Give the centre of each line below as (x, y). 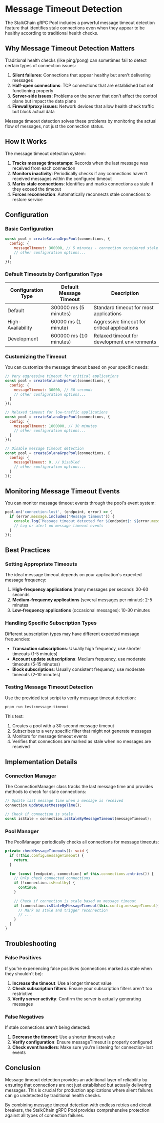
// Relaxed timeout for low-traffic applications (57, 412)
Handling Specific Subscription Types (51, 623)
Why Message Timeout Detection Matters (70, 48)
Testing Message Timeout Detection (49, 687)
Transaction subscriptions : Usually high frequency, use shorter (77, 648)
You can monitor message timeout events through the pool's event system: (81, 503)
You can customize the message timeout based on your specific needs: (77, 367)
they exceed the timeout (36, 189)
